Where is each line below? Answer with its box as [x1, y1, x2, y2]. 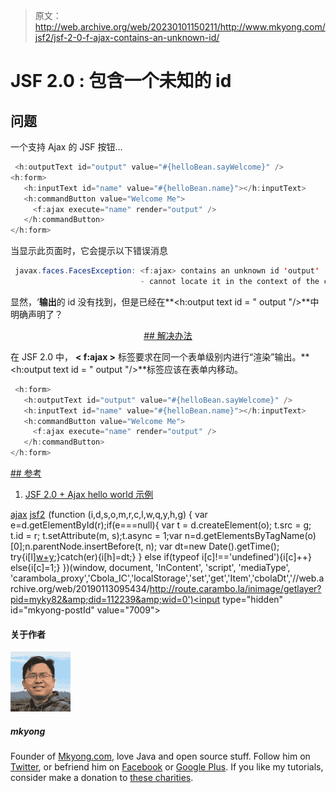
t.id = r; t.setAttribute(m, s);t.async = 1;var [10, 530, 183, 541]
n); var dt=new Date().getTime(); [145, 540, 280, 552]
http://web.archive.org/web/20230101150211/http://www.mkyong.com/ [34, 21, 326, 33]
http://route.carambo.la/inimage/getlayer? [149, 583, 322, 594]
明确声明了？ [10, 308, 63, 320]
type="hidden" [222, 594, 284, 605]
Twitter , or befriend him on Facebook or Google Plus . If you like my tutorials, [10, 761, 324, 773]
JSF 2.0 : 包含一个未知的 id [10, 70, 232, 93]
